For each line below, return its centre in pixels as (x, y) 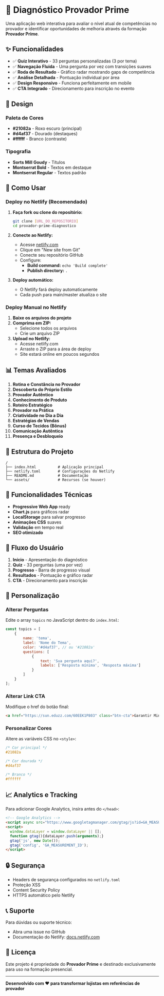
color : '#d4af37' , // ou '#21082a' (59, 647)
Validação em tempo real (38, 527)
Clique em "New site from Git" (50, 250)
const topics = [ (23, 629)
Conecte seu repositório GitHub (52, 255)
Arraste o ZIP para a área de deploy (55, 349)
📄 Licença (21, 952)
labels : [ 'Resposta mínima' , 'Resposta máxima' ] (90, 666)
